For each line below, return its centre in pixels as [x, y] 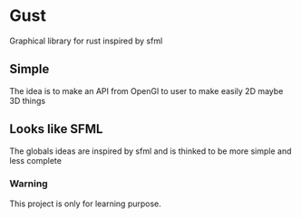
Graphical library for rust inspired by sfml [86, 41]
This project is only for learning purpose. [85, 204]
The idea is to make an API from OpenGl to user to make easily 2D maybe [146, 90]
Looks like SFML [56, 129]
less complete [35, 160]
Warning [29, 184]
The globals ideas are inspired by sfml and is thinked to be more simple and [150, 151]
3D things [28, 100]
